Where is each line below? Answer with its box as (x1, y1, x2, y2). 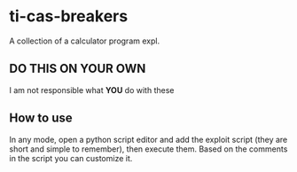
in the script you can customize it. (9, 152, 133, 163)
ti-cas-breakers (9, 6, 129, 27)
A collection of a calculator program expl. (9, 35, 160, 46)
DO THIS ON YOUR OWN (9, 61, 146, 76)
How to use (9, 111, 73, 126)
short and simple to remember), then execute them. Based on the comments (9, 144, 288, 154)
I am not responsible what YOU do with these (9, 84, 175, 95)
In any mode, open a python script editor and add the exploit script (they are (9, 134, 288, 145)
